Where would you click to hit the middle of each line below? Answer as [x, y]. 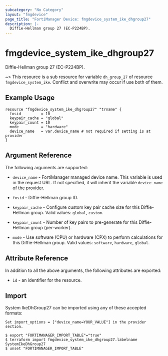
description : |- [22, 24]
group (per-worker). [51, 227]
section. [14, 327]
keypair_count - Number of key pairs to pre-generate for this [75, 222]
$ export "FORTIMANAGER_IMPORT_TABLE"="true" [53, 335]
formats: [14, 313]
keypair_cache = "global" [37, 118]
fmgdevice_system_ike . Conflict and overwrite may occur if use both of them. [84, 82]
